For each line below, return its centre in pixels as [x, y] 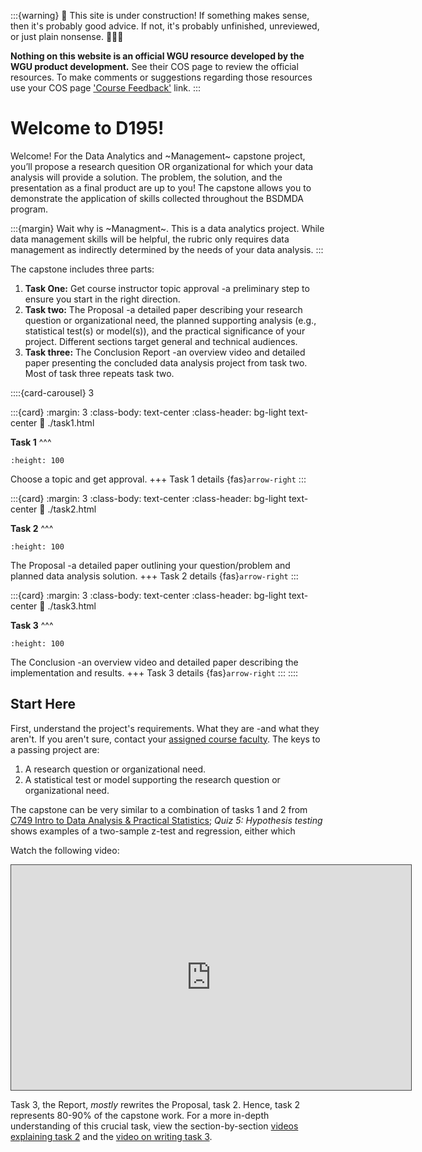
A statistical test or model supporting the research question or [152, 779]
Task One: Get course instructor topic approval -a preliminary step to [167, 288]
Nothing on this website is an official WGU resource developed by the [157, 56]
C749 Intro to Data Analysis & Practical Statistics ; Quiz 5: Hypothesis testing [166, 820]
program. [29, 209]
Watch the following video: [65, 850]
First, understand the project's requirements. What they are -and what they [165, 728]
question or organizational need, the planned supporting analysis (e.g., [170, 320]
